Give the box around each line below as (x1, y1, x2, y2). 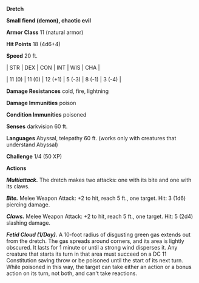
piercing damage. (6, 201, 50, 208)
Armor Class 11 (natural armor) (6, 29, 84, 36)
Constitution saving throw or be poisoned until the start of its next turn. (6, 257, 184, 264)
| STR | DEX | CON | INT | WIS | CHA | (6, 64, 100, 71)
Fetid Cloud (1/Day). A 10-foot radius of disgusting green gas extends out (6, 231, 191, 238)
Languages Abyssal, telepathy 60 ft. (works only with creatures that (6, 135, 177, 141)
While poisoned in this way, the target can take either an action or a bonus (6, 264, 192, 270)
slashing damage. (6, 219, 50, 227)
